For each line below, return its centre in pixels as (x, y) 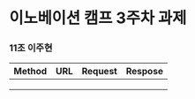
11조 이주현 (31, 48)
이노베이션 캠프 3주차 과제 (98, 18)
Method (30, 72)
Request (99, 72)
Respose (144, 72)
